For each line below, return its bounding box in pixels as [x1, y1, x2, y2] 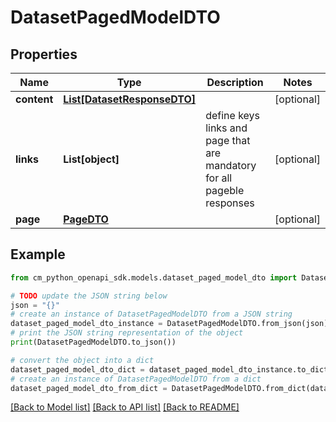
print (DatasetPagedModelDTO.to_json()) [10, 337, 177, 348]
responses [205, 196, 255, 210]
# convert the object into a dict [10, 355, 155, 365]
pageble [205, 184, 245, 197]
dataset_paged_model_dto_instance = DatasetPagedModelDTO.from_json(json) [10, 319, 329, 329]
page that [205, 134, 251, 147]
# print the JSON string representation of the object [10, 328, 244, 338]
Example [10, 246, 66, 263]
